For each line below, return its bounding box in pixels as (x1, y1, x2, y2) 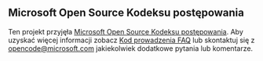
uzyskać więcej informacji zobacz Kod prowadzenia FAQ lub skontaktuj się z (8, 35, 255, 45)
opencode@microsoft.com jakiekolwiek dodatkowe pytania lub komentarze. (8, 43, 254, 53)
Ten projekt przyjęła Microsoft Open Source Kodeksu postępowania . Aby (8, 27, 243, 36)
